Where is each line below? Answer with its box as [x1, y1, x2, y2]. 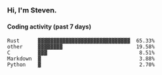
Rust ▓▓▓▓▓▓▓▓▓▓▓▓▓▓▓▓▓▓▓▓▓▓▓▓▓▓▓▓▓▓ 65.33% [7, 37, 155, 44]
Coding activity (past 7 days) [7, 22, 91, 31]
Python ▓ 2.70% [7, 61, 155, 68]
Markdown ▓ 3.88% [7, 55, 155, 63]
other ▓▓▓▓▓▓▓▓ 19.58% [7, 44, 155, 50]
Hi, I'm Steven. [7, 5, 57, 15]
